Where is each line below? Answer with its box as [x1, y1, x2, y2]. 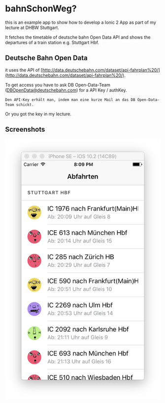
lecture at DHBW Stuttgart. [5, 24, 59, 30]
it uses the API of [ [5, 67, 43, 73]
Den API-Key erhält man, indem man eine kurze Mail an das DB [5, 97, 135, 102]
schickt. [16, 102, 34, 107]
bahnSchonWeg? [5, 3, 77, 14]
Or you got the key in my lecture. [5, 111, 71, 117]
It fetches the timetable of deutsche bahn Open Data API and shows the [5, 34, 151, 40]
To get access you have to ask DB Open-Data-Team [5, 82, 111, 88]
